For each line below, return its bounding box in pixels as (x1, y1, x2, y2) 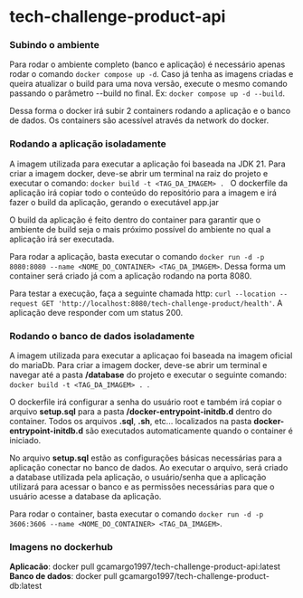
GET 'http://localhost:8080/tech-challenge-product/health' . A (42, 297, 283, 308)
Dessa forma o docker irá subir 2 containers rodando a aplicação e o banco (9, 106, 291, 117)
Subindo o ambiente (9, 39, 99, 52)
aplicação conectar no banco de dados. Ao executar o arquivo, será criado (9, 462, 289, 473)
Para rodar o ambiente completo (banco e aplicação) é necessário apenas (9, 59, 286, 70)
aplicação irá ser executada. (9, 233, 115, 244)
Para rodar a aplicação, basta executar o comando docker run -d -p (9, 251, 265, 261)
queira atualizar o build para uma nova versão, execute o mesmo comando (9, 79, 288, 90)
